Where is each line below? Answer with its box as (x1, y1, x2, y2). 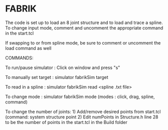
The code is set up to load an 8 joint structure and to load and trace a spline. (5, 19, 163, 25)
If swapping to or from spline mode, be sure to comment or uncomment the (5, 39, 161, 45)
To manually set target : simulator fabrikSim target (5, 74, 109, 80)
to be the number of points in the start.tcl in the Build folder (5, 119, 128, 125)
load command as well (5, 45, 52, 51)
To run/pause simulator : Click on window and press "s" (5, 64, 120, 70)
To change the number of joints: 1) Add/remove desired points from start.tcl (5, 108, 161, 114)
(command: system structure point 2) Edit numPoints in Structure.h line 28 (5, 113, 159, 120)
